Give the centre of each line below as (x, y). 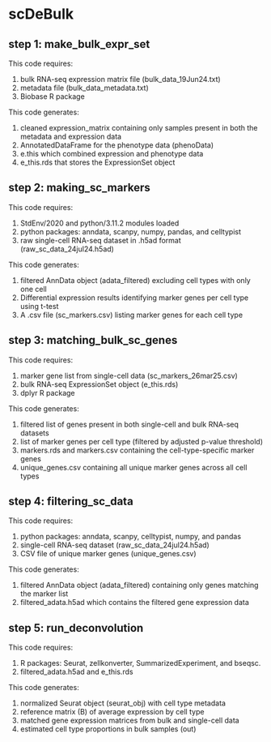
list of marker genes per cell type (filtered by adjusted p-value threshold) (142, 441)
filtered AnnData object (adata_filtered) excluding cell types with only (135, 280)
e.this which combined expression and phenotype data (112, 154)
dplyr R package (47, 392)
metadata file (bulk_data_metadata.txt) (84, 88)
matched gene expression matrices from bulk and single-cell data (130, 721)
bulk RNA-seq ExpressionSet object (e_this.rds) (99, 384)
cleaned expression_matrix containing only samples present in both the (139, 128)
